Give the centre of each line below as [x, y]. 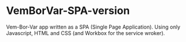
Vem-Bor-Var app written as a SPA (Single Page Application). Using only [93, 27]
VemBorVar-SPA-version [68, 11]
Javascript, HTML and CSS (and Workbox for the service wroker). [86, 33]
